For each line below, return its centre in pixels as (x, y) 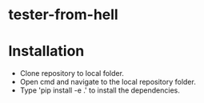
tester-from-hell (63, 15)
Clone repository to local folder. (72, 73)
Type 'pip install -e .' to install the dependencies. (100, 90)
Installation (46, 51)
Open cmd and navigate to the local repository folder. (108, 82)
